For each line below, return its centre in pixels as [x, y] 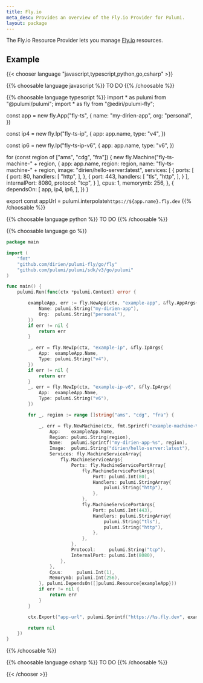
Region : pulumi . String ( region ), [90, 437]
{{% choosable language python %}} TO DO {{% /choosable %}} [87, 219]
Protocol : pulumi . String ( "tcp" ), [118, 550]
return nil [42, 628]
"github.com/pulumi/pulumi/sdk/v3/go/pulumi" [76, 270]
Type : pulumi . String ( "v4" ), [74, 359]
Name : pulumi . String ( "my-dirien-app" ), [89, 309]
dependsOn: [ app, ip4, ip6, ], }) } [47, 190]
